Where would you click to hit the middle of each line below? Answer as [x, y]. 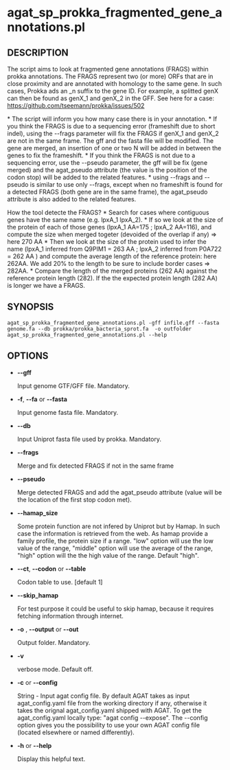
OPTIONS [28, 356]
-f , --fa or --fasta [42, 399]
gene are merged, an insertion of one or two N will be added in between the [114, 148]
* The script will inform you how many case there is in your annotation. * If [112, 119]
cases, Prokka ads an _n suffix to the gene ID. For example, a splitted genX [113, 91]
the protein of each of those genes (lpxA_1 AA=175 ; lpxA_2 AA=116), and [110, 227]
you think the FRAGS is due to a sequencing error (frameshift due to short [111, 126]
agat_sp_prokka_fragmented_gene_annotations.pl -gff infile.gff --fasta [113, 323]
